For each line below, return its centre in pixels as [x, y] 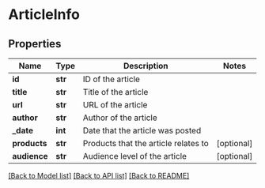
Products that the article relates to [146, 143]
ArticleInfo [44, 15]
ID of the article [112, 79]
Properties [35, 44]
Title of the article [115, 92]
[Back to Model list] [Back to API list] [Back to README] [99, 176]
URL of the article [115, 105]
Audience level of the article [135, 156]
